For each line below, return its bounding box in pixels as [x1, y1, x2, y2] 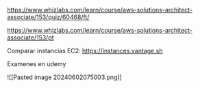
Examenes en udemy [7, 60, 66, 68]
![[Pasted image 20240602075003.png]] [7, 73, 122, 81]
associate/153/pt [7, 33, 54, 42]
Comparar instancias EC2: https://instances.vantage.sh [7, 47, 163, 55]
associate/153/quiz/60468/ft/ [7, 13, 90, 21]
